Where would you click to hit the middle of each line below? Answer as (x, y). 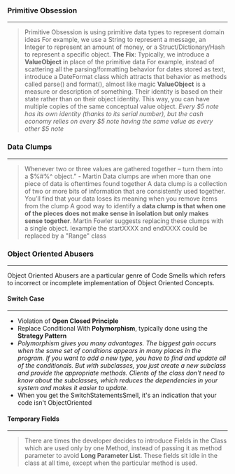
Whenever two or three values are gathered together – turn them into (124, 168)
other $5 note (44, 129)
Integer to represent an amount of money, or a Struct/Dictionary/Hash (124, 47)
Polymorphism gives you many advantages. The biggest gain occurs (117, 343)
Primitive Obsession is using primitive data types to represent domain (124, 32)
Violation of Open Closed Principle (68, 321)
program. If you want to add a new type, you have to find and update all (121, 358)
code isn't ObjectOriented (55, 403)
